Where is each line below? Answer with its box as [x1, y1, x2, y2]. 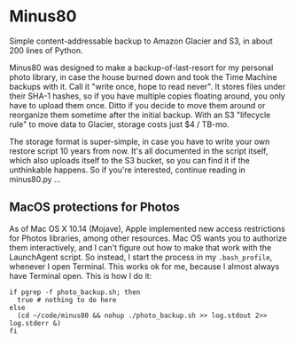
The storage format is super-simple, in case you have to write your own [9, 136, 270, 147]
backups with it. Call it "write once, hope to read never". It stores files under [9, 81, 286, 92]
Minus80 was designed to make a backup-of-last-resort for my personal [9, 62, 274, 73]
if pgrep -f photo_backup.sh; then [9, 287, 141, 297]
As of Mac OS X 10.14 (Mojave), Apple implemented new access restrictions [9, 223, 285, 234]
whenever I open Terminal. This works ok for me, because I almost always [9, 260, 280, 272]
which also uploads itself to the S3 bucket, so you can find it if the [9, 155, 250, 165]
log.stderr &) [9, 318, 62, 328]
